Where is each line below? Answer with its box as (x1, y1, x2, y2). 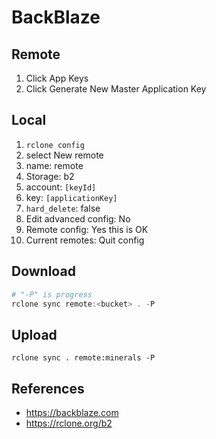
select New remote (25, 149, 104, 161)
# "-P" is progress (11, 289, 93, 300)
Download (11, 263, 76, 280)
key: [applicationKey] (25, 191, 118, 203)
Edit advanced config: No (25, 212, 131, 225)
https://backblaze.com (25, 407, 119, 418)
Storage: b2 (25, 170, 75, 182)
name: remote (25, 159, 84, 171)
